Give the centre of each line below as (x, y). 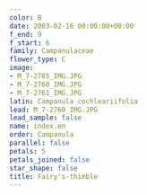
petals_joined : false (50, 160)
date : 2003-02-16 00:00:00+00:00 (72, 26)
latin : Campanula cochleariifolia (74, 101)
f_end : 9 (26, 34)
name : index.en (38, 127)
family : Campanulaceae (52, 51)
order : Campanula (42, 135)
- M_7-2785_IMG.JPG (46, 76)
